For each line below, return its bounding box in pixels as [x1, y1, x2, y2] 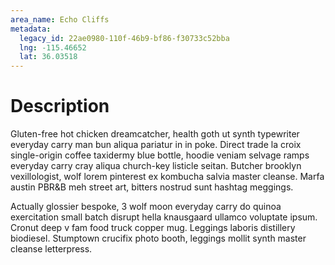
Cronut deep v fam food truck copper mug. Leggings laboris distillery [10, 222, 296, 234]
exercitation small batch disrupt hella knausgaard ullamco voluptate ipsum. [10, 211, 318, 223]
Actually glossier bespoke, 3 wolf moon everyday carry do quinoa [10, 201, 282, 213]
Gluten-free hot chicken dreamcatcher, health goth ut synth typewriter [10, 128, 300, 140]
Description [10, 95, 110, 118]
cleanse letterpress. [10, 243, 93, 255]
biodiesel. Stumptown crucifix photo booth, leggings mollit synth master [10, 232, 307, 245]
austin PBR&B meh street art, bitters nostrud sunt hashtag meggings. [10, 181, 294, 193]
